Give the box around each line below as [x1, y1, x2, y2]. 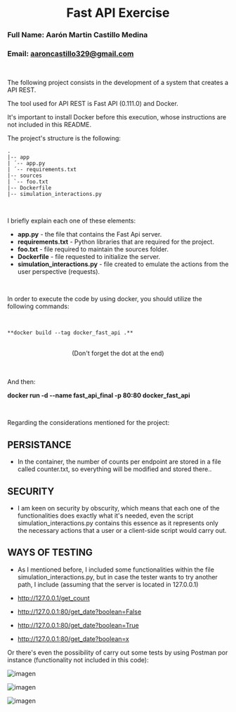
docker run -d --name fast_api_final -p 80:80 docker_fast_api [7, 391, 190, 400]
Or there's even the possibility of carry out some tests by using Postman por [7, 648, 228, 657]
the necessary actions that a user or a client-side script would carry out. [17, 527, 227, 535]
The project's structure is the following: [7, 134, 122, 143]
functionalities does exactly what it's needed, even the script [17, 511, 194, 520]
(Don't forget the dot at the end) [72, 349, 164, 357]
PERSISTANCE [7, 439, 72, 451]
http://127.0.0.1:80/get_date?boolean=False [17, 607, 142, 616]
